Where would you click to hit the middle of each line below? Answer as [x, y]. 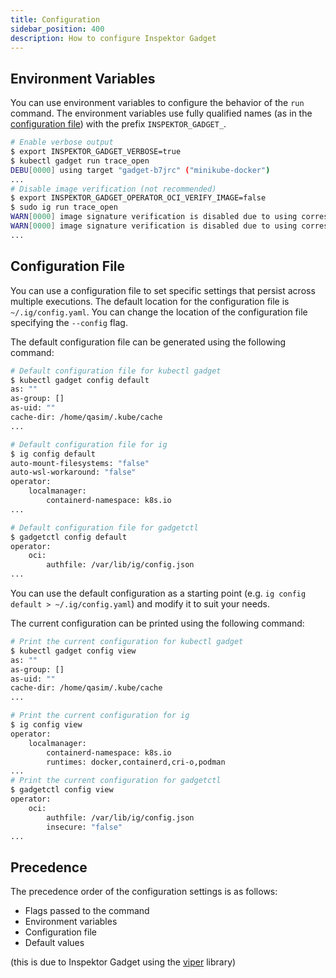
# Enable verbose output [62, 142]
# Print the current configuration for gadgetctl [116, 781]
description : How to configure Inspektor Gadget [113, 38]
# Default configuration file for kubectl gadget [116, 371]
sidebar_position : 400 [57, 29]
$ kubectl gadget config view [73, 651]
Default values [54, 943]
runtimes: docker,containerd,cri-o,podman [136, 762]
